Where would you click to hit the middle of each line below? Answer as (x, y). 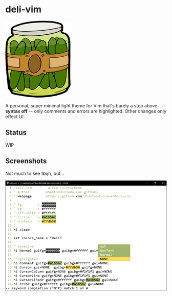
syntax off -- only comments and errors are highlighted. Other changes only (86, 111)
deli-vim (24, 9)
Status (16, 133)
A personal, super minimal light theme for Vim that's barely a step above (81, 105)
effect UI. (15, 117)
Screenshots (26, 161)
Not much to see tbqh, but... (35, 173)
